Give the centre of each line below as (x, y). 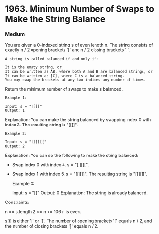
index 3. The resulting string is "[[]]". (41, 125)
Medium (15, 34)
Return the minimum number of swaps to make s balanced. (64, 89)
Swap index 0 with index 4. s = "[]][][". (50, 165)
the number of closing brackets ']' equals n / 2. (52, 226)
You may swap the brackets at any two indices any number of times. (76, 80)
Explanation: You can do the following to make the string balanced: (72, 156)
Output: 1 (15, 111)
